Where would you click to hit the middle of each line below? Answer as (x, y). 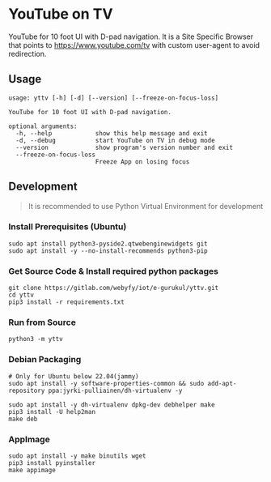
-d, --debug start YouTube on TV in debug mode (116, 140)
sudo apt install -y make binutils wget (78, 456)
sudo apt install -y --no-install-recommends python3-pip (108, 251)
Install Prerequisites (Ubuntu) (68, 227)
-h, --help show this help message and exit (112, 133)
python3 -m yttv (36, 339)
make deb (23, 419)
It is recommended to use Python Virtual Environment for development (146, 206)
